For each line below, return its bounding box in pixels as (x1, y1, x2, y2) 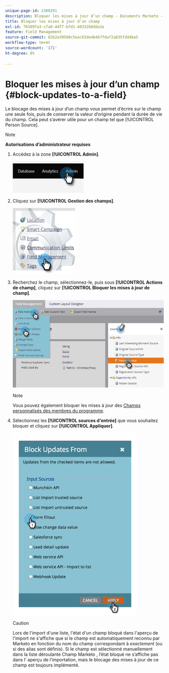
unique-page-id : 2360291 (5, 8, 57, 13)
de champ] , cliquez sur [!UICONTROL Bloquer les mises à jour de (12, 285, 150, 291)
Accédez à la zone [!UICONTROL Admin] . (12, 151, 100, 158)
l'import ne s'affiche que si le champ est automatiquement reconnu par (12, 635, 160, 641)
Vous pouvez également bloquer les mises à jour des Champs (12, 402, 141, 408)
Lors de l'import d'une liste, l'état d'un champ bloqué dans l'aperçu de (12, 630, 158, 636)
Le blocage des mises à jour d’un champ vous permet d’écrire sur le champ (5, 106, 161, 112)
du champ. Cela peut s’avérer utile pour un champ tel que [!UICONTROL (5, 117, 154, 123)
